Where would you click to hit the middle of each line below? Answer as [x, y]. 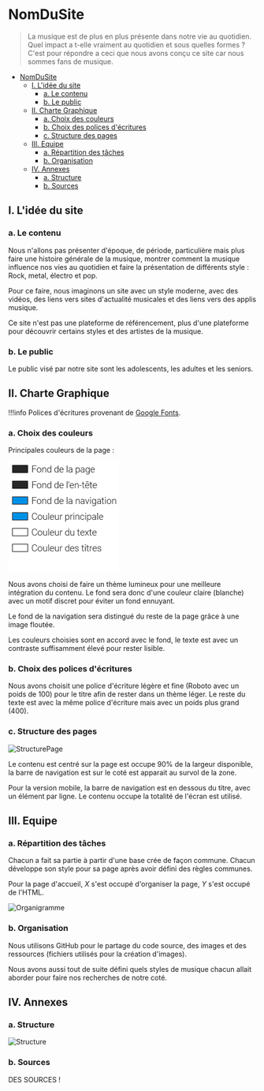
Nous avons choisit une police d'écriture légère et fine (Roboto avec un [124, 686]
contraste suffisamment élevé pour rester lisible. [87, 648]
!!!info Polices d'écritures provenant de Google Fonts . [95, 413]
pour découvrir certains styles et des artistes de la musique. [106, 331]
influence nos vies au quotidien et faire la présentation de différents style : [129, 267]
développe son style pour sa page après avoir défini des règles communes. [130, 869]
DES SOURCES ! [35, 1079]
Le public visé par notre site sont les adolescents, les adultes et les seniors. [131, 368]
